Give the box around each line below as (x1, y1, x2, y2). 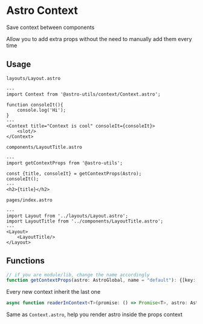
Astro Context (6, 4, 79, 18)
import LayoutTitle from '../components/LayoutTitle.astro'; (6, 218, 164, 224)
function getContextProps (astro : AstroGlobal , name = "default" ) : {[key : (6, 277, 196, 283)
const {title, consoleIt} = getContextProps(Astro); (6, 170, 142, 177)
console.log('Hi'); (17, 107, 66, 113)
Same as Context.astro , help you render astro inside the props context (6, 311, 183, 318)
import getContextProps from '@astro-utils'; (6, 160, 123, 166)
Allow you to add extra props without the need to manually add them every (6, 35, 192, 42)
